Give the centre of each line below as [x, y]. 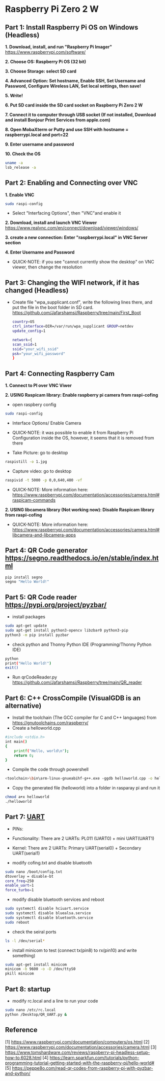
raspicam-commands [34, 500]
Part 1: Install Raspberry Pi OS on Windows [72, 27]
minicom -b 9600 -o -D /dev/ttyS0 [41, 969]
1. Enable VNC [20, 195]
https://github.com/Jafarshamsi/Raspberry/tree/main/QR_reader [77, 682]
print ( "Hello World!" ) [28, 663]
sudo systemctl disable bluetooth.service [49, 918]
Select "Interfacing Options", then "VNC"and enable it [67, 213]
